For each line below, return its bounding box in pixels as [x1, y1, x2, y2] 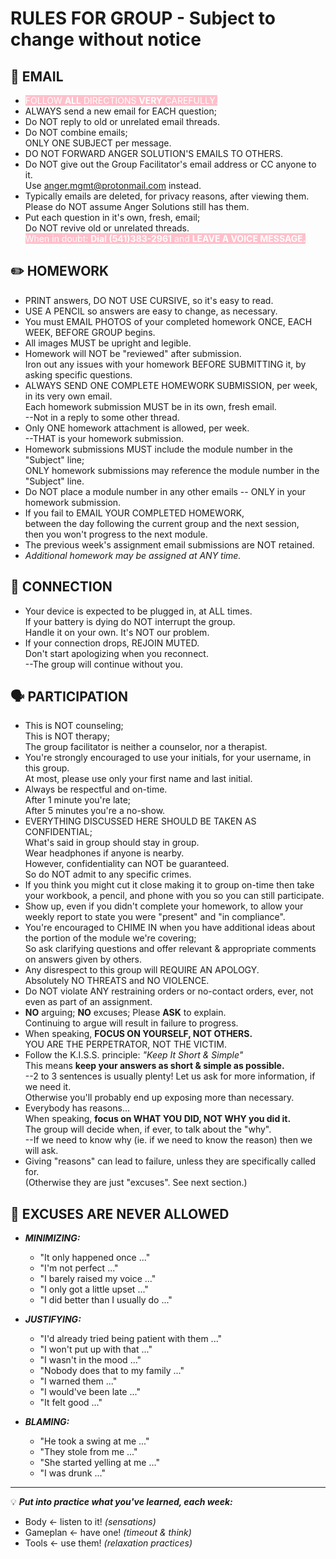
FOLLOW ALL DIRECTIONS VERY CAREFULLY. [24, 95, 218, 106]
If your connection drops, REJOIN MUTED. [24, 637, 200, 649]
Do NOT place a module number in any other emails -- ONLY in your [24, 485, 306, 497]
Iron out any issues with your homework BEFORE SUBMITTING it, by [24, 358, 307, 370]
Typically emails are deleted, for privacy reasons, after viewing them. [24, 190, 310, 202]
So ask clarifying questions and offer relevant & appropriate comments [24, 943, 317, 955]
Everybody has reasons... [24, 1102, 131, 1114]
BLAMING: [24, 1416, 70, 1428]
